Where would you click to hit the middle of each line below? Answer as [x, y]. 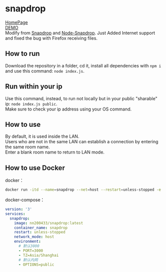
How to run [23, 54]
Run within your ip [34, 86]
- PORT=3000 [31, 251]
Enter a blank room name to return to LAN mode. [55, 152]
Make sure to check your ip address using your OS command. [68, 109]
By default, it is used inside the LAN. [42, 136]
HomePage [17, 22]
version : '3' [19, 209]
